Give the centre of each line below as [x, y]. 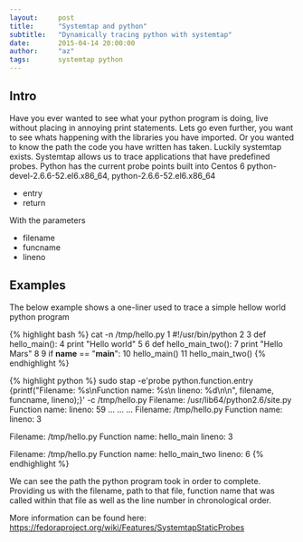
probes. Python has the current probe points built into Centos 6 [128, 166]
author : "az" [42, 51]
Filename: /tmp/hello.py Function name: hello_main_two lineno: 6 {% [137, 453]
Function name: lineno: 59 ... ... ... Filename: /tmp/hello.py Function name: [146, 409]
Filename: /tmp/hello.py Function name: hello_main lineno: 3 [121, 436]
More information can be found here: [78, 518]
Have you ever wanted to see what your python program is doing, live [139, 117]
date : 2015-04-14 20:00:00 [72, 43]
